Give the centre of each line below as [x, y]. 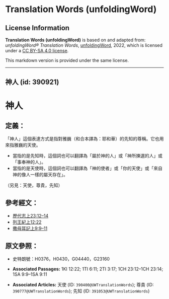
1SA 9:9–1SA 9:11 [30, 274]
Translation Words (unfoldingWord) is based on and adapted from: [75, 40]
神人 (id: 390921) [32, 82]
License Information [37, 28]
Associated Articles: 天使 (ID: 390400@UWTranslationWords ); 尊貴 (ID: [83, 285]
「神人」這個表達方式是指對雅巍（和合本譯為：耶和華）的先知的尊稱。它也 [82, 139]
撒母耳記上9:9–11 [30, 229]
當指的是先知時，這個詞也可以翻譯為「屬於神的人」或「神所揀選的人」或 [87, 156]
